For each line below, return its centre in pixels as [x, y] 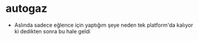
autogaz [26, 9]
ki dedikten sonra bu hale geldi [52, 31]
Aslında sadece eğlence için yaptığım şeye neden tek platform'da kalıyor [103, 25]
